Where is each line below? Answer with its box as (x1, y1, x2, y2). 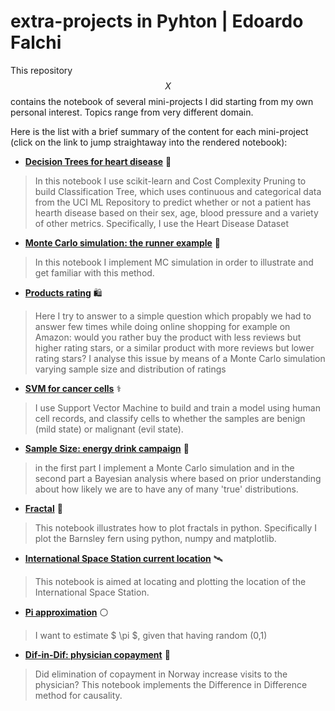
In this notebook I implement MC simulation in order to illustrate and (34, 256, 314, 268)
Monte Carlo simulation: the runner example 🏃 (24, 236, 222, 249)
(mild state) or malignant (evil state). (34, 423, 184, 435)
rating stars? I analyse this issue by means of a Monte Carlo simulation (34, 352, 326, 364)
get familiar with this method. (34, 266, 155, 279)
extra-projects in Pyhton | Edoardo (10, 10, 304, 33)
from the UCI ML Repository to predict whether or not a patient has (34, 196, 312, 208)
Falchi (10, 31, 62, 54)
